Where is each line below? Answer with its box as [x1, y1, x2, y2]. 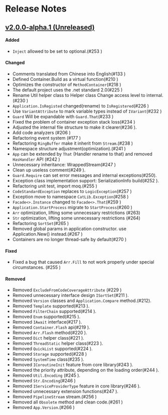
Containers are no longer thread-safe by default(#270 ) [12, 236, 127, 242]
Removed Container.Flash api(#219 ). [12, 325, 90, 331]
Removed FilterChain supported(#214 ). [12, 308, 97, 315]
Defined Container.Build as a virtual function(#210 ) [12, 76, 119, 82]
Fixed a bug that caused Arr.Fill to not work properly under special [12, 259, 154, 265]
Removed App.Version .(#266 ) [12, 404, 75, 410]
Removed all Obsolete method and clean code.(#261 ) [12, 399, 123, 405]
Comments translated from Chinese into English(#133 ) [12, 71, 126, 77]
